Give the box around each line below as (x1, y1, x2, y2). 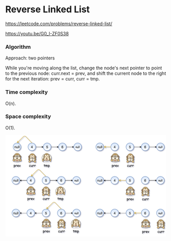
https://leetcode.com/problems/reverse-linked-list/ (5, 21, 112, 27)
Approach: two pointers (5, 55, 55, 61)
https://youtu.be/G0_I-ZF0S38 (5, 30, 69, 36)
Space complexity (5, 113, 51, 120)
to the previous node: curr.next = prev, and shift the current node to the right (5, 70, 166, 76)
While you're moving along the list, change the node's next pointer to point (5, 65, 162, 71)
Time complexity (5, 89, 48, 96)
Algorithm (5, 43, 31, 50)
